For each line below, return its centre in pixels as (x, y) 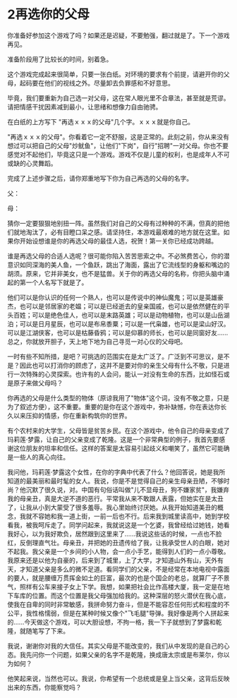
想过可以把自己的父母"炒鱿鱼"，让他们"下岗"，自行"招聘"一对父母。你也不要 (118, 145)
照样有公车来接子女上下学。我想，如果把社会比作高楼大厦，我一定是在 (121, 586)
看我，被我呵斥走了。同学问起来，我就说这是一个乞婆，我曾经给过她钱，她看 (119, 525)
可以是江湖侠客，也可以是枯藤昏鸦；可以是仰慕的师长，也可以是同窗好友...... (118, 332)
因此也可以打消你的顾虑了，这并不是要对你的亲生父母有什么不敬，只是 (121, 365)
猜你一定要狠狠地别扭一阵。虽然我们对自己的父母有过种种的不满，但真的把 (115, 223)
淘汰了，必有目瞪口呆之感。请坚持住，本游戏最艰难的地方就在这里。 (124, 232)
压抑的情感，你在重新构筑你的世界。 (78, 415)
